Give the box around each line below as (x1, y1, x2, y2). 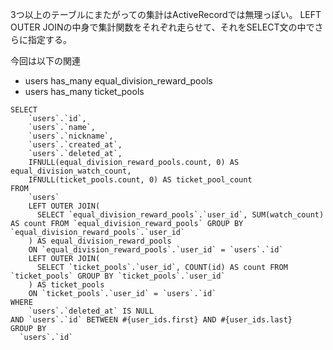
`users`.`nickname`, (28, 131, 114, 141)
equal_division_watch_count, (10, 166, 132, 176)
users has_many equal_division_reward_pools (24, 75, 213, 87)
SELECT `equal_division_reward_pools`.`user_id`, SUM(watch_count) (36, 210, 325, 220)
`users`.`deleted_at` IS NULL (28, 306, 155, 316)
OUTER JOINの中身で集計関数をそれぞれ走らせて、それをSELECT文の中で (10, 21, 315, 33)
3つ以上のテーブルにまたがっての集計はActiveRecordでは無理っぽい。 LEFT (10, 9, 322, 20)
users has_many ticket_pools (24, 86, 145, 97)
